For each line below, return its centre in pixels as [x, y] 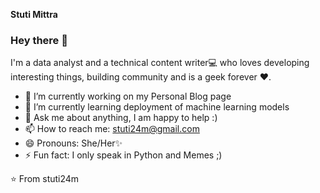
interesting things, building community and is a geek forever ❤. [141, 77]
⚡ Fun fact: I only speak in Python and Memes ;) [123, 155]
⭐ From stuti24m [45, 179]
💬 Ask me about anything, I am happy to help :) [121, 118]
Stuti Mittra [34, 14]
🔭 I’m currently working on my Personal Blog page [128, 96]
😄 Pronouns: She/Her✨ [73, 143]
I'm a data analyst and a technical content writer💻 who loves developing [160, 63]
